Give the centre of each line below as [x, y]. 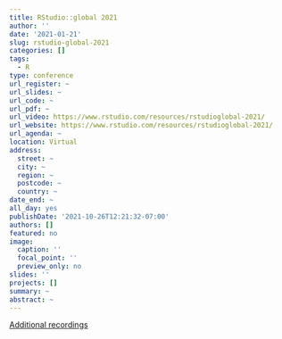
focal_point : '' [47, 258]
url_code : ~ [31, 100]
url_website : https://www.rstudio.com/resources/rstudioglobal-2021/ [141, 126]
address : [25, 150]
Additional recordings [49, 325]
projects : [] [33, 283]
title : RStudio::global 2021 [63, 17]
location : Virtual [43, 142]
